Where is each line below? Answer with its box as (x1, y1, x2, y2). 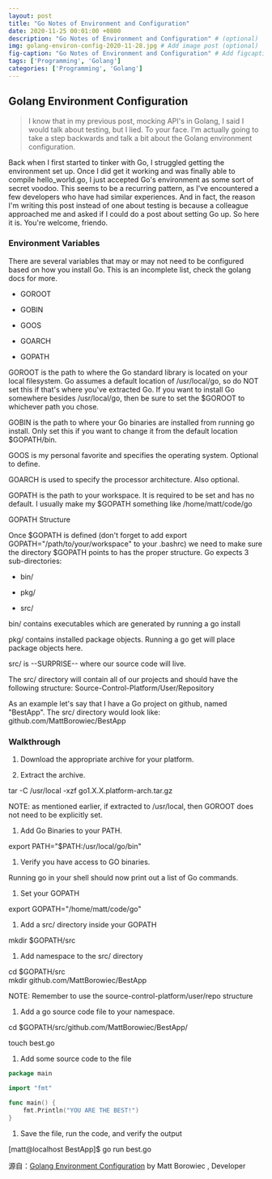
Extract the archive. (19, 770, 86, 780)
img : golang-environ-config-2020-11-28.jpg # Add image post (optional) (8, 42, 259, 50)
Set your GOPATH (19, 888, 79, 898)
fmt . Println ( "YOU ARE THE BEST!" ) (23, 1106, 139, 1114)
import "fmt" (8, 1084, 53, 1092)
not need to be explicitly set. (8, 810, 103, 820)
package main (8, 1070, 53, 1078)
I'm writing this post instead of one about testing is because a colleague (8, 200, 249, 210)
